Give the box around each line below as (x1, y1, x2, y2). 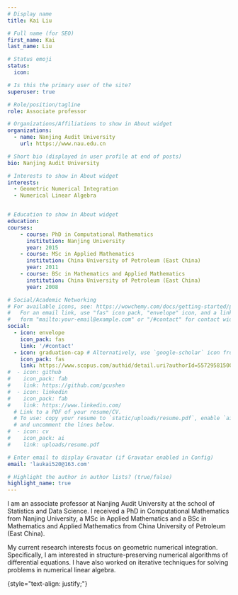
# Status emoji (7, 56, 52, 63)
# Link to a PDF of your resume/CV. (13, 408, 122, 415)
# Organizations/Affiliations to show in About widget (7, 120, 173, 127)
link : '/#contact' (20, 342, 74, 349)
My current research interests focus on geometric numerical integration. (7, 543, 218, 552)
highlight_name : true (7, 480, 72, 487)
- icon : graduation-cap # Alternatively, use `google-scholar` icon (13, 348, 220, 356)
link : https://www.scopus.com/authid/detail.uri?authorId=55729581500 (20, 362, 233, 369)
